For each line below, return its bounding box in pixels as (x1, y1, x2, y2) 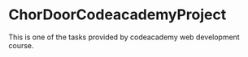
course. (8, 40, 34, 50)
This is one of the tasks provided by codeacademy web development (8, 32, 240, 42)
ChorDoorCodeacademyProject (8, 6, 227, 24)
